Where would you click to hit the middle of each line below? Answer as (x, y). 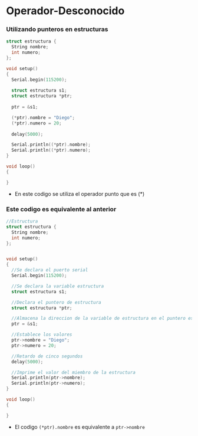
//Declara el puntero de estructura (56, 302)
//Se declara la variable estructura (58, 286)
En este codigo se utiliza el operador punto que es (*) (80, 194)
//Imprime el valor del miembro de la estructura (73, 372)
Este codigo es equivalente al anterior (61, 209)
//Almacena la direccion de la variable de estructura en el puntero (98, 319)
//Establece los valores (42, 335)
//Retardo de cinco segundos (47, 356)
